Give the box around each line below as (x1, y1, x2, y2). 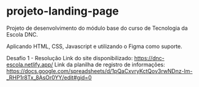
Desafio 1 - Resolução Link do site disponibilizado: (6, 54, 133, 61)
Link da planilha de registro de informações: (54, 61, 165, 68)
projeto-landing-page (6, 4, 119, 18)
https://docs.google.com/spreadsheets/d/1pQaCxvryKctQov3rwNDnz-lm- (6, 67, 193, 74)
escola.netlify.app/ (6, 61, 53, 68)
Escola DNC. (6, 30, 39, 38)
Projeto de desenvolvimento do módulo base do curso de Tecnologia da (6, 24, 188, 32)
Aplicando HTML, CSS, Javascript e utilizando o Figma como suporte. (6, 43, 182, 50)
